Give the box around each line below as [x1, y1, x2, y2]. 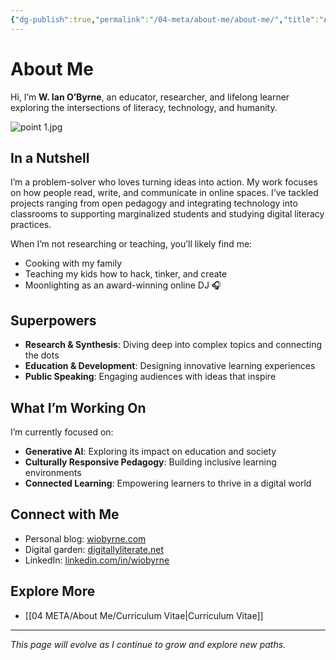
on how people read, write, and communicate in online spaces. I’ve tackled [10, 187, 319, 199]
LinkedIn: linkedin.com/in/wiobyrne [24, 554, 170, 566]
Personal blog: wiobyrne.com [24, 532, 147, 545]
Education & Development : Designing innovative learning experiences [24, 360, 316, 372]
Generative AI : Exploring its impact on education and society [24, 446, 277, 457]
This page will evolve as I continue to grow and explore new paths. [10, 638, 287, 650]
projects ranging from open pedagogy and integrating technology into [10, 197, 298, 210]
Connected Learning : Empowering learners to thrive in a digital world [24, 477, 312, 489]
